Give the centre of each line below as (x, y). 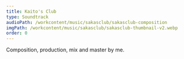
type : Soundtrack (27, 17)
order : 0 (17, 33)
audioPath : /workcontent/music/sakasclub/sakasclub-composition (87, 22)
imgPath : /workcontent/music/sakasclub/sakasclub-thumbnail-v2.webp (92, 28)
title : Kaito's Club (32, 11)
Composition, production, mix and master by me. (65, 50)
